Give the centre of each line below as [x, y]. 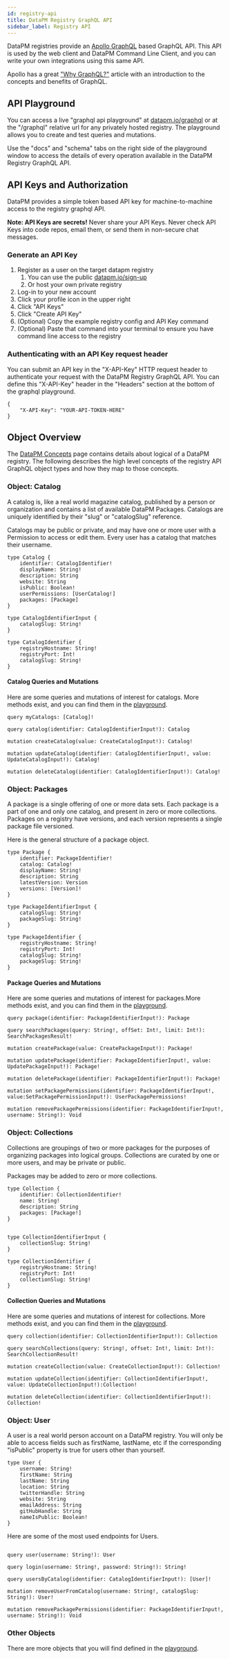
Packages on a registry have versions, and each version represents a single [115, 819]
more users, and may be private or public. [67, 1162]
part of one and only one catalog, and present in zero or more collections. [112, 812]
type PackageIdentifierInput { [52, 907]
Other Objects [31, 1633]
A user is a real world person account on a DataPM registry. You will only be [115, 1435]
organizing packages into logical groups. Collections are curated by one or [113, 1155]
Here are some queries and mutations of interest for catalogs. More [103, 697]
